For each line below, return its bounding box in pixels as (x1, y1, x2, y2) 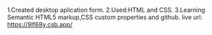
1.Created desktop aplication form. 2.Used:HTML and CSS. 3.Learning (7, 6, 205, 14)
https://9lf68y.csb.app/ (7, 21, 73, 28)
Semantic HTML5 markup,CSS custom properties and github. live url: (7, 13, 203, 21)
